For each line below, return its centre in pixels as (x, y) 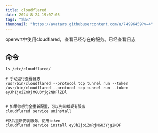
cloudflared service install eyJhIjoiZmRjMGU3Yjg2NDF (64, 125)
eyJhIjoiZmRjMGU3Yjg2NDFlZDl (36, 92)
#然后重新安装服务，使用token (33, 121)
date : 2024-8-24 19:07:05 (33, 15)
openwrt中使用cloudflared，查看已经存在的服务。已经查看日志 (70, 39)
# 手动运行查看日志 (23, 79)
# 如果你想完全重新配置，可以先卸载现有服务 (45, 107)
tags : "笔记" (18, 19)
